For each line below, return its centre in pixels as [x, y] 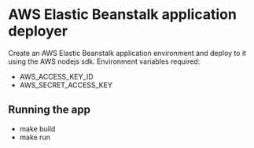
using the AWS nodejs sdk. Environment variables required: [104, 61]
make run [35, 137]
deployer [38, 31]
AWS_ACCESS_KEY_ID [56, 76]
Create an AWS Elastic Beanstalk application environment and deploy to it [127, 53]
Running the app [49, 110]
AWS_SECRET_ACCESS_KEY [66, 85]
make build [37, 128]
